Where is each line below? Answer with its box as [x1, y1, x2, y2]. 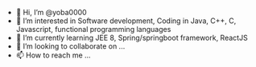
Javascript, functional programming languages [15, 25, 171, 33]
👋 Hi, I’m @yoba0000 [15, 8, 87, 17]
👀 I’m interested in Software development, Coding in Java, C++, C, [15, 16, 237, 26]
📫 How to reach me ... [15, 50, 91, 60]
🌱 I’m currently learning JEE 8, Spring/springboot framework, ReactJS [15, 33, 248, 42]
